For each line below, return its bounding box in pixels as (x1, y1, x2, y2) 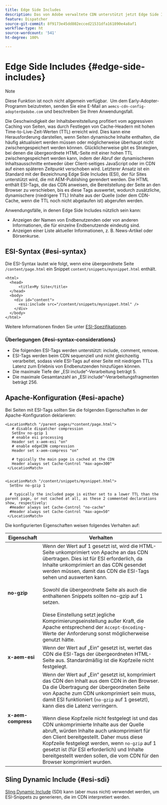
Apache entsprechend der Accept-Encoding (42, 623, 143, 630)
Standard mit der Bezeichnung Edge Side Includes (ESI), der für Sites (5, 171, 147, 177)
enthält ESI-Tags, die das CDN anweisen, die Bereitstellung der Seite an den (5, 182, 161, 188)
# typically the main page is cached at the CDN (11, 457, 114, 462)
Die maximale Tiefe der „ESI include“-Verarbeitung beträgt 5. (12, 368, 137, 374)
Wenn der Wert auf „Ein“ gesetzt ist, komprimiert (42, 671, 156, 678)
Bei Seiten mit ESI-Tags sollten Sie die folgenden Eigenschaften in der (5, 407, 148, 413)
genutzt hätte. (42, 636, 76, 643)
